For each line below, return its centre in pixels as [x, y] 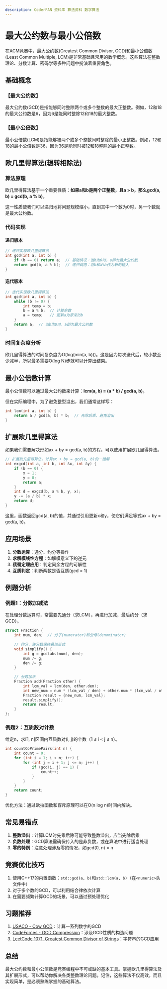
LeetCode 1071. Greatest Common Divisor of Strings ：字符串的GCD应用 [85, 939]
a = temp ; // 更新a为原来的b [53, 315]
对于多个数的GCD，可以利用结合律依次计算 [56, 890]
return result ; [39, 704]
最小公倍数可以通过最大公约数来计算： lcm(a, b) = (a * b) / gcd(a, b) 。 [76, 391]
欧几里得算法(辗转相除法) [43, 163]
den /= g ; [33, 663]
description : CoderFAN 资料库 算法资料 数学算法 [52, 10]
